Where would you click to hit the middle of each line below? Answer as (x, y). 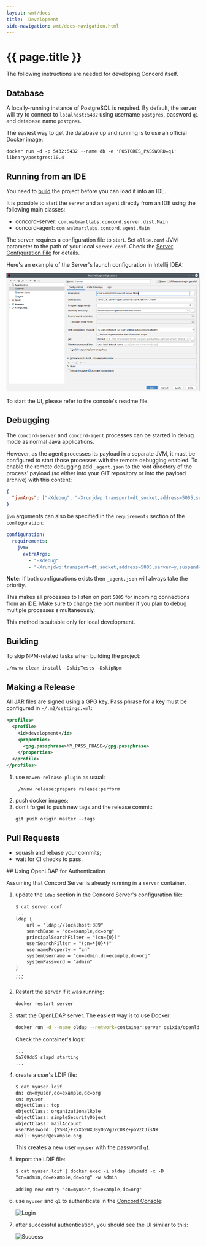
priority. (16, 585)
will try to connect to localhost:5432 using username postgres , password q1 (102, 115)
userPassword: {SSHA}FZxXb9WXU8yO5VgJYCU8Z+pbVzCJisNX (87, 1129)
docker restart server (44, 1003)
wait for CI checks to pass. (49, 859)
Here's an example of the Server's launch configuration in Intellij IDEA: (95, 264)
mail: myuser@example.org (48, 1136)
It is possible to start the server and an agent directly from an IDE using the (101, 203)
